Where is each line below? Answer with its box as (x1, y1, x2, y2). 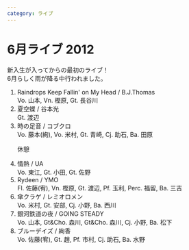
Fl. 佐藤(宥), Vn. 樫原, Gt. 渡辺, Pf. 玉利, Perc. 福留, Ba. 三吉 (16, 184, 183, 192)
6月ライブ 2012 (7, 42, 94, 57)
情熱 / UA (16, 159, 44, 168)
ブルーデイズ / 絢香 (16, 227, 71, 235)
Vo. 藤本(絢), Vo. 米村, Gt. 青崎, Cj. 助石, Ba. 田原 (16, 130, 153, 138)
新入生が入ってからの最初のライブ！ (7, 66, 110, 74)
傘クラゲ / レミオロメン (16, 192, 84, 201)
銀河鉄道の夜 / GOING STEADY (16, 210, 104, 218)
